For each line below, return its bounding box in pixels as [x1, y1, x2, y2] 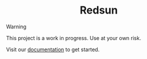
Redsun [79, 4, 118, 17]
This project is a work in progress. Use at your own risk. [6, 34, 141, 41]
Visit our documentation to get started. [6, 45, 100, 53]
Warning [6, 23, 26, 30]
